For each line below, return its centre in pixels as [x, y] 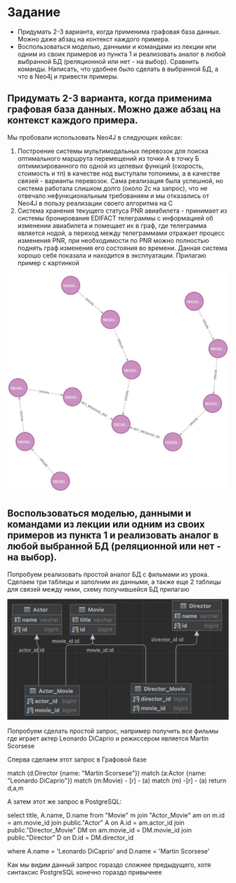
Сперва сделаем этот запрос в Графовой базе [77, 759]
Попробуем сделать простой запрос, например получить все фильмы [113, 731]
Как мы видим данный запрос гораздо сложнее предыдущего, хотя [109, 865]
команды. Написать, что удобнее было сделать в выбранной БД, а [118, 69]
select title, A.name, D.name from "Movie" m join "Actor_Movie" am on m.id [116, 815]
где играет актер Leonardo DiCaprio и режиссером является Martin [108, 738]
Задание [34, 12]
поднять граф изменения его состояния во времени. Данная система [123, 248]
